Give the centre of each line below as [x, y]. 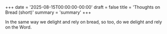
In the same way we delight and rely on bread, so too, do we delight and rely [83, 22]
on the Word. [18, 27]
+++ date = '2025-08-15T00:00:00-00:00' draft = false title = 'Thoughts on [83, 7]
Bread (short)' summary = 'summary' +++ [48, 12]
